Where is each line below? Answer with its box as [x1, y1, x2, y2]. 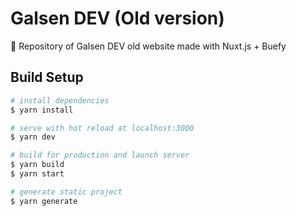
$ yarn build [10, 160, 65, 170]
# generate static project [10, 187, 123, 197]
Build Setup [10, 69, 84, 86]
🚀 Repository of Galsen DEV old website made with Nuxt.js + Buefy [10, 40, 287, 52]
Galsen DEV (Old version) [10, 7, 225, 30]
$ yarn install [10, 105, 74, 115]
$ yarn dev [10, 132, 56, 142]
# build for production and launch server [10, 150, 190, 161]
